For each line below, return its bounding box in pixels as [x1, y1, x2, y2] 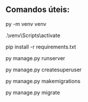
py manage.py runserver [5, 54, 66, 61]
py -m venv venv [5, 20, 47, 27]
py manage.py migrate [5, 88, 60, 96]
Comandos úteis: [5, 5, 70, 15]
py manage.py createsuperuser [5, 66, 82, 73]
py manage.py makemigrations [5, 77, 81, 84]
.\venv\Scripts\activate [5, 32, 60, 39]
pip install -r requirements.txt [5, 43, 76, 50]
